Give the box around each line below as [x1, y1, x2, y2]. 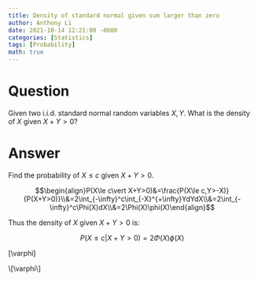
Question [8, 82, 69, 100]
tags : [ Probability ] [8, 41, 76, 49]
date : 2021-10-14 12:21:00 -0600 [8, 26, 118, 34]
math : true [8, 48, 44, 56]
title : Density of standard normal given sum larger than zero [8, 11, 220, 20]
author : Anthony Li [8, 19, 72, 27]
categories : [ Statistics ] [8, 33, 93, 42]
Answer [8, 144, 61, 163]
